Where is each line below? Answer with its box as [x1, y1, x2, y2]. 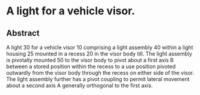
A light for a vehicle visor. [6, 4, 136, 18]
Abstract [6, 28, 40, 38]
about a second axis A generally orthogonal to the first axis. [6, 82, 153, 89]
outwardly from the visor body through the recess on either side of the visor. [6, 69, 195, 76]
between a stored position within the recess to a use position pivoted [6, 63, 176, 70]
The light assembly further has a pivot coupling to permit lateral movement [6, 76, 190, 82]
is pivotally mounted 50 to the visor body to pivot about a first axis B [6, 57, 174, 63]
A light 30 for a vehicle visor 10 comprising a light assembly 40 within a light [6, 44, 193, 51]
